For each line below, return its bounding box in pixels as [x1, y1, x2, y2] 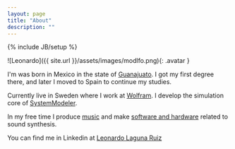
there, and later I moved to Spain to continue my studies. [7, 78, 171, 86]
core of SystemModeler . [7, 99, 78, 107]
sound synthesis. [7, 120, 57, 129]
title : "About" [7, 17, 52, 24]
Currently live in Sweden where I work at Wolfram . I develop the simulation [7, 91, 224, 100]
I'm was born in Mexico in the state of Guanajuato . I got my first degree [7, 70, 215, 78]
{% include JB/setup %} [7, 43, 78, 52]
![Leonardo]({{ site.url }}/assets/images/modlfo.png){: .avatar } [7, 56, 190, 65]
